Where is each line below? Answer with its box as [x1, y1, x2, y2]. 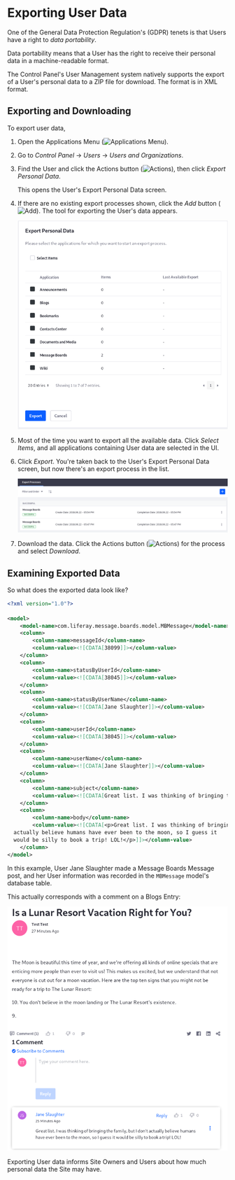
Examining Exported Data [7, 567, 120, 579]
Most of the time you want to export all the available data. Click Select [17, 436, 219, 445]
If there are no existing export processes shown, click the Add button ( [17, 199, 221, 207]
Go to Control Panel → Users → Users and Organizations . [17, 150, 184, 159]
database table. [7, 878, 52, 887]
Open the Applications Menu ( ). [17, 137, 169, 146]
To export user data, [7, 124, 66, 132]
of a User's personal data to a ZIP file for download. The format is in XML [7, 77, 218, 85]
